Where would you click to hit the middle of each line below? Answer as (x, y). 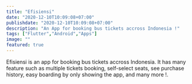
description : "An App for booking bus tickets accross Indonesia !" (93, 28)
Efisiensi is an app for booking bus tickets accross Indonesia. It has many (96, 62)
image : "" (18, 39)
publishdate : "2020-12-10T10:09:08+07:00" (60, 23)
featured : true (25, 45)
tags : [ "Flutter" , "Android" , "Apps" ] (52, 34)
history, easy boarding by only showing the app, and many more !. (87, 74)
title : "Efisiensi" (30, 12)
